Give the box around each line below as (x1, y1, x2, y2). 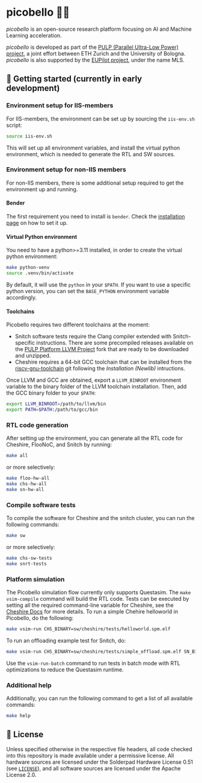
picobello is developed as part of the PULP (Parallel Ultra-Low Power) (6, 43, 179, 51)
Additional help (6, 681, 52, 689)
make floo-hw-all (6, 475, 50, 481)
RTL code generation (6, 420, 69, 429)
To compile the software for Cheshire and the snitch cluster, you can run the (6, 515, 195, 521)
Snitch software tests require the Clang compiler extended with (14, 333, 172, 340)
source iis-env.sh (6, 133, 52, 139)
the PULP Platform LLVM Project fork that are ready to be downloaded (14, 346, 189, 353)
